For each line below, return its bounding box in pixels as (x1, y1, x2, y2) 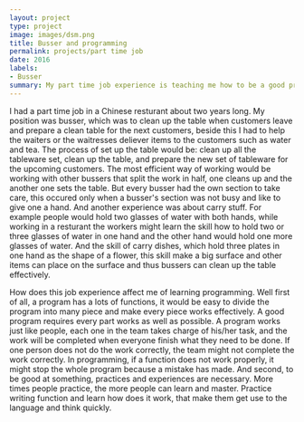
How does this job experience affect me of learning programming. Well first (9, 286, 290, 297)
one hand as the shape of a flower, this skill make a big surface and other (9, 250, 282, 261)
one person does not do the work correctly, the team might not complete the (9, 344, 295, 355)
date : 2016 (9, 55, 51, 64)
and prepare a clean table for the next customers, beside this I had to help (9, 124, 285, 136)
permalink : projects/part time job (9, 47, 144, 56)
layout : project (9, 13, 71, 23)
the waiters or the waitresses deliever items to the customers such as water (9, 134, 291, 145)
